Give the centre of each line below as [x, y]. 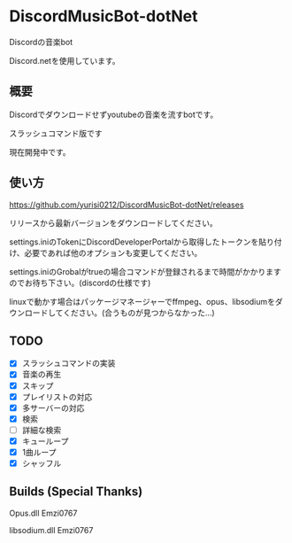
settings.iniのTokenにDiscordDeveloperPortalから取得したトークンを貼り [142, 242]
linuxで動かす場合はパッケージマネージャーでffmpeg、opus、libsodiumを [142, 301]
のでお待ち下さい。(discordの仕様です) [80, 283]
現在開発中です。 [40, 151]
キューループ [45, 441]
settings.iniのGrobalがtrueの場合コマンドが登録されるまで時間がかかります [145, 271]
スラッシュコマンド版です [56, 133]
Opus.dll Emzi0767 [43, 513]
